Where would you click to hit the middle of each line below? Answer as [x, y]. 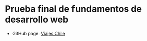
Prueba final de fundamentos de [73, 9]
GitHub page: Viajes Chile [39, 33]
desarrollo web [37, 20]
